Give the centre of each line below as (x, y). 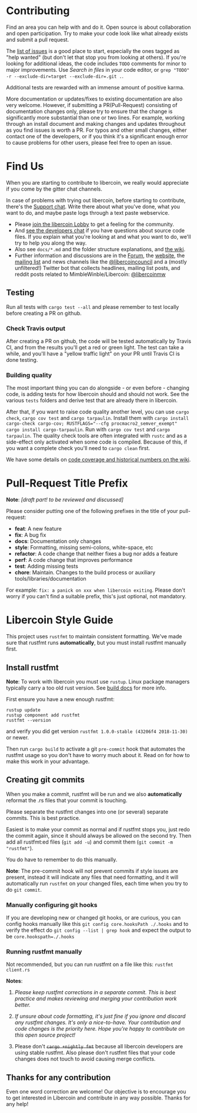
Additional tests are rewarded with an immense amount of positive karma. (95, 87)
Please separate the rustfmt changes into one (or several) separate (87, 812)
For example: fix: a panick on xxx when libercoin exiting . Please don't (96, 590)
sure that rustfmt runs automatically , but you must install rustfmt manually (96, 643)
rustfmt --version (29, 720)
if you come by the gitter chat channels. (54, 189)
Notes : (14, 981)
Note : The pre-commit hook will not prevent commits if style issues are (92, 871)
